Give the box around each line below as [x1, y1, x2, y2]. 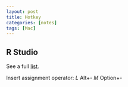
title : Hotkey [6, 14, 42, 20]
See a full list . [6, 63, 40, 70]
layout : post [6, 8, 39, 15]
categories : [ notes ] [6, 20, 58, 25]
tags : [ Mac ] [6, 25, 36, 31]
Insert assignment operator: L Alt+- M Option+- [6, 75, 123, 82]
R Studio [6, 47, 39, 57]
